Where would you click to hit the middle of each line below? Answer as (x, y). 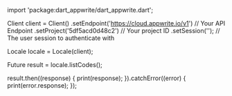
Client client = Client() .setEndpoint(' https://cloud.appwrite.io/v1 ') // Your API (116, 23)
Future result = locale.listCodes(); (55, 65)
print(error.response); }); (42, 85)
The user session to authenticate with (61, 38)
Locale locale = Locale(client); (50, 51)
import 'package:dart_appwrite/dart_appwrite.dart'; (80, 10)
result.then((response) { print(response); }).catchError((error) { (97, 78)
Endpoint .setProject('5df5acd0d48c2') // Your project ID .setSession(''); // (114, 31)
